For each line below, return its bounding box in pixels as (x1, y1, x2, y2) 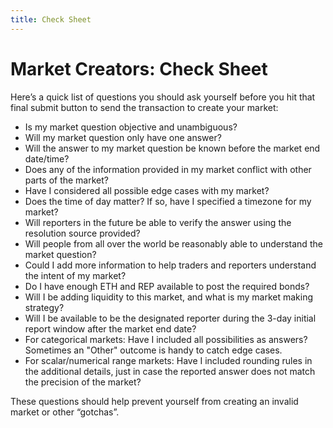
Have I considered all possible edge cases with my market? (24, 184, 270, 196)
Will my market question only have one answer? (24, 131, 222, 143)
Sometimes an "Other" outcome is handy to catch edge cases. (24, 344, 283, 356)
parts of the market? (24, 174, 109, 186)
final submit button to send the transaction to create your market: (10, 101, 279, 113)
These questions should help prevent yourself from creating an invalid (10, 395, 299, 407)
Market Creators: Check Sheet (10, 57, 268, 80)
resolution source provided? (24, 227, 141, 239)
